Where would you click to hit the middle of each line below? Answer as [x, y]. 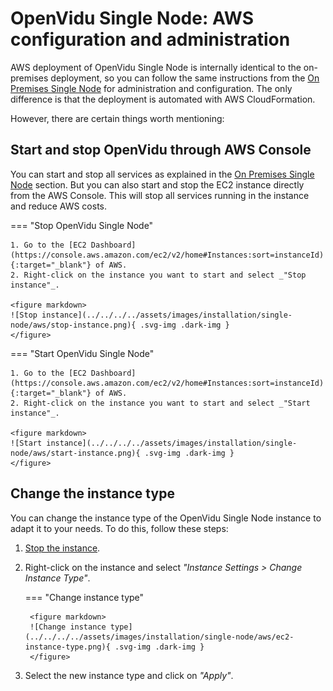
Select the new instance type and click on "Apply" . [129, 675]
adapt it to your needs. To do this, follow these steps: [119, 528]
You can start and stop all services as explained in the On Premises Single [162, 174]
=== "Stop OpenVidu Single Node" [82, 225]
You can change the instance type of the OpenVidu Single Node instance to [166, 518]
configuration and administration [150, 39]
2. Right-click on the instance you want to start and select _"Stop [158, 275]
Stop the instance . [62, 548]
